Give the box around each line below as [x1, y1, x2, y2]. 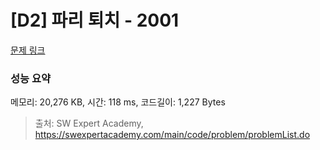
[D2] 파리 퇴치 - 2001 [10, 9, 180, 32]
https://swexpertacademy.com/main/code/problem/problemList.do [34, 129, 311, 141]
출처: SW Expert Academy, [34, 117, 144, 130]
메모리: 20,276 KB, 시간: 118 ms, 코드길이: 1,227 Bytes [10, 96, 226, 108]
